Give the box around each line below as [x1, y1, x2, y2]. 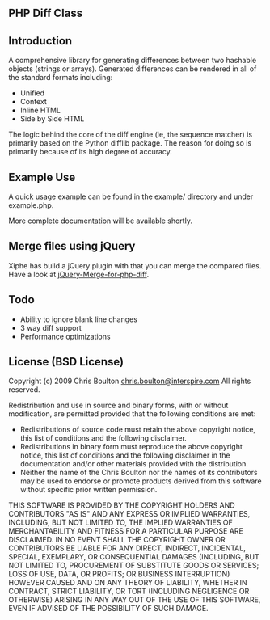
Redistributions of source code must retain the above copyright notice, [19, 424, 256, 435]
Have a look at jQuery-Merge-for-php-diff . [8, 269, 150, 279]
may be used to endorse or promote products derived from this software [19, 476, 262, 486]
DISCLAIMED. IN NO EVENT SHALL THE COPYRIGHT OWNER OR [8, 535, 226, 545]
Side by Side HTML [19, 114, 85, 124]
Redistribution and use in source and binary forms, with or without [8, 400, 229, 411]
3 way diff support [19, 323, 82, 332]
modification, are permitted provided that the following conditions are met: [8, 409, 256, 419]
